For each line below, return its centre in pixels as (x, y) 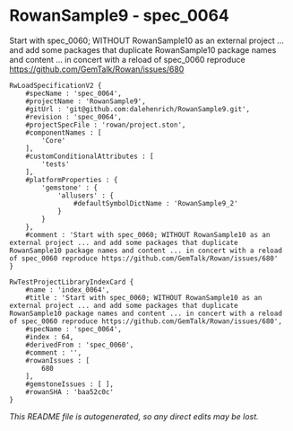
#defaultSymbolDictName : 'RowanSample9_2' (156, 203)
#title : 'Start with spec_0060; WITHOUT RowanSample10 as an (144, 297)
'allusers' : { (86, 195)
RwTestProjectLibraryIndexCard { (72, 282)
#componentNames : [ (64, 132)
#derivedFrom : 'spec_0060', (80, 345)
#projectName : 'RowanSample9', (86, 101)
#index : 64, (50, 337)
